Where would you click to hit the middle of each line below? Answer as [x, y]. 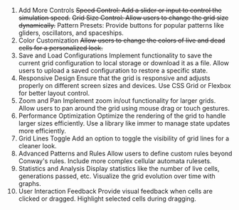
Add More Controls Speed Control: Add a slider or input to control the [120, 10]
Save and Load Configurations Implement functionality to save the [115, 55]
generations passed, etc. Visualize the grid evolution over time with [117, 176]
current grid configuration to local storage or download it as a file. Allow [124, 63]
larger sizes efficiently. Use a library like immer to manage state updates [124, 123]
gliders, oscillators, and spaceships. [71, 33]
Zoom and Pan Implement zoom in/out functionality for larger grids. [117, 101]
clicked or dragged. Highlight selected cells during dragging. [107, 199]
